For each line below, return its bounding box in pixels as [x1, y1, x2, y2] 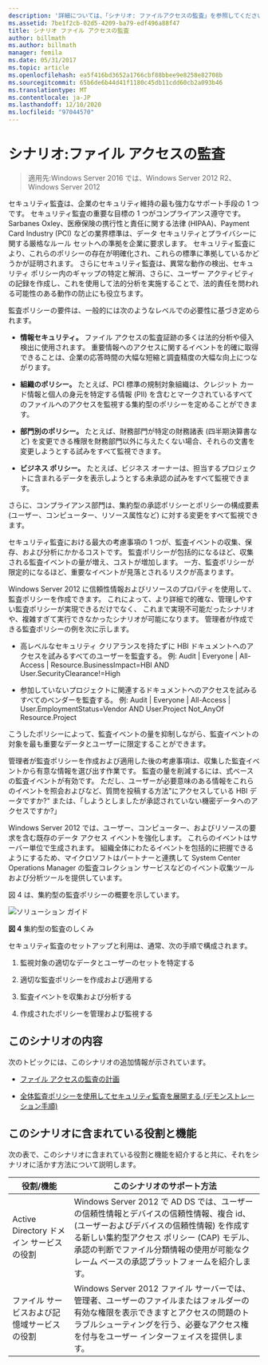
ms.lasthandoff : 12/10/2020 [8, 101, 102, 109]
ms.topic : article [8, 64, 69, 72]
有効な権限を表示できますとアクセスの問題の [73, 1307, 242, 1318]
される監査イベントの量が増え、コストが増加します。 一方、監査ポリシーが [8, 557, 254, 567]
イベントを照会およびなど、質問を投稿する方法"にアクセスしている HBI [14, 786, 248, 795]
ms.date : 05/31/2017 [8, 57, 77, 65]
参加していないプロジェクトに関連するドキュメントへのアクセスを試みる [19, 685, 258, 694]
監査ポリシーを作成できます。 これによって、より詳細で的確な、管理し [8, 594, 239, 603]
